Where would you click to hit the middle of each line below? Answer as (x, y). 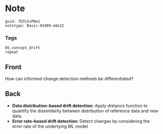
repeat (12, 52)
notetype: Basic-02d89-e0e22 (35, 25)
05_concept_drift (23, 48)
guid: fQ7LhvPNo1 (23, 21)
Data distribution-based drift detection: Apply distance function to (80, 105)
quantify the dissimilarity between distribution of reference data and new (85, 111)
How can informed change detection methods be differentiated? (69, 79)
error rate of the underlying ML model (50, 126)
